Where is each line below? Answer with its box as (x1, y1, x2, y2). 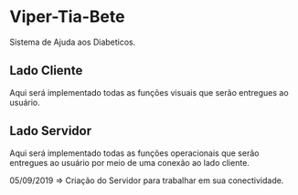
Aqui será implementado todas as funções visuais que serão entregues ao (9, 87, 290, 97)
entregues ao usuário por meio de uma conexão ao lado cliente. (9, 157, 250, 168)
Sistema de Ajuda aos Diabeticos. (9, 36, 136, 47)
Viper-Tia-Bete (9, 6, 125, 27)
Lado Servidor (9, 123, 92, 139)
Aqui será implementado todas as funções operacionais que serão (9, 148, 260, 159)
